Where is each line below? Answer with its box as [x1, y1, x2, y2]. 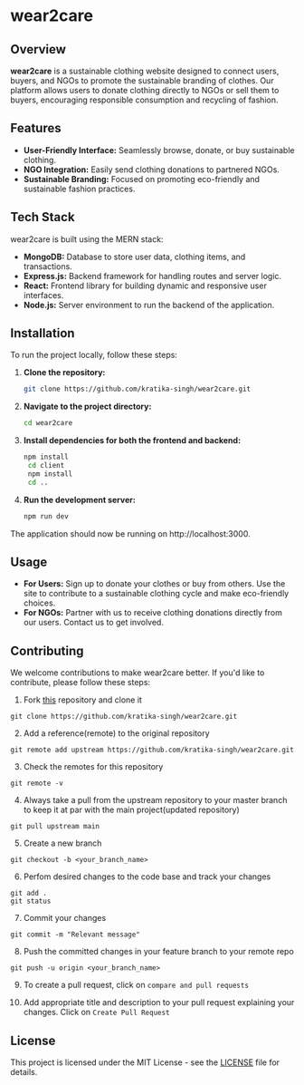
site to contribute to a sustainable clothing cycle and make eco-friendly [23, 588, 290, 599]
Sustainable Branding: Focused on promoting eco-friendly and [23, 173, 261, 184]
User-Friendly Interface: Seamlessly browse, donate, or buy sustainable [23, 144, 295, 155]
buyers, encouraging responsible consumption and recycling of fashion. [10, 94, 279, 105]
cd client [27, 461, 65, 470]
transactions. [23, 260, 73, 272]
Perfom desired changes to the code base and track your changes [23, 871, 271, 882]
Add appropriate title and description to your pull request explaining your [23, 997, 295, 1008]
